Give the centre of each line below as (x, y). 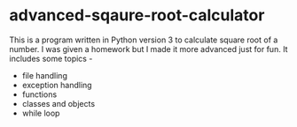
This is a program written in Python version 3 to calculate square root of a (144, 40)
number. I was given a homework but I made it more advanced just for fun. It (148, 49)
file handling (45, 75)
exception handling (57, 85)
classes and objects (59, 103)
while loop (41, 113)
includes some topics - (51, 58)
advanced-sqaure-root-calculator (137, 15)
